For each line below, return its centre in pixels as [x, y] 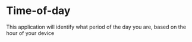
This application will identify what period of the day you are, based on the [96, 27]
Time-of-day [38, 11]
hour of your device [30, 33]
